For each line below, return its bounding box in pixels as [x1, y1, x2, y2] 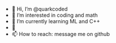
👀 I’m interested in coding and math [11, 12, 98, 19]
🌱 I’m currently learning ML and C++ [11, 18, 100, 24]
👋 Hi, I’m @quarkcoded [11, 6, 68, 12]
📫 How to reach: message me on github [11, 31, 110, 37]
